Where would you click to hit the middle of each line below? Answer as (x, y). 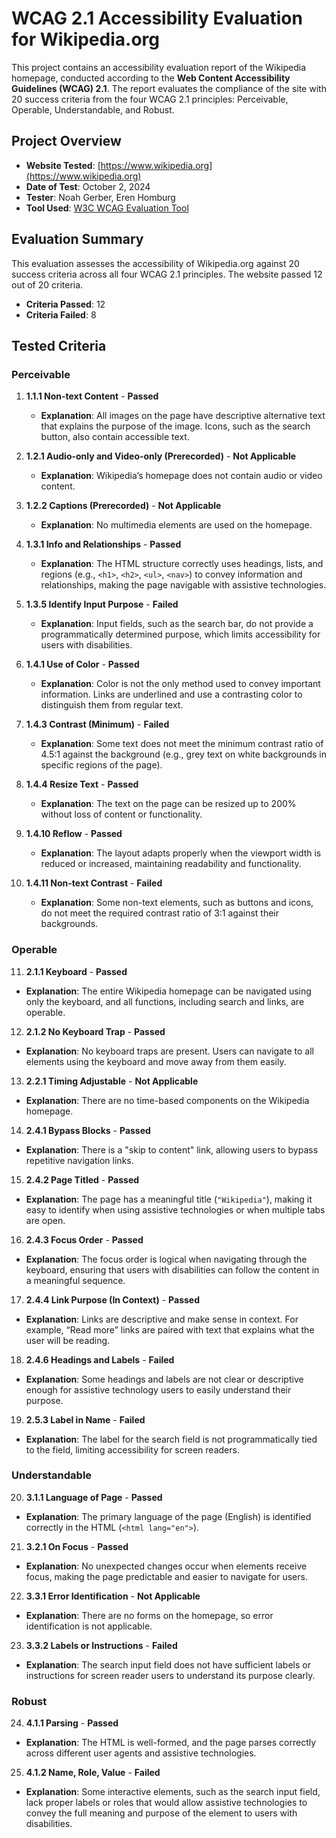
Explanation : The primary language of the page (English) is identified (168, 1516)
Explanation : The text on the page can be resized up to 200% (168, 804)
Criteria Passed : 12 (65, 304)
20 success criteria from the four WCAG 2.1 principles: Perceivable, (150, 99)
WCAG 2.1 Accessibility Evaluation (157, 18)
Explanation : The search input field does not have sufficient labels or (168, 1664)
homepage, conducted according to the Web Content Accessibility (151, 78)
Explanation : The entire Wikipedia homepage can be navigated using (168, 991)
